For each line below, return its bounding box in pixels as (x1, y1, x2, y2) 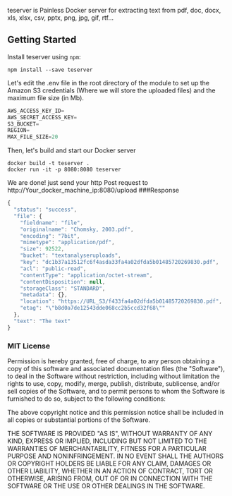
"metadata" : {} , (20, 291, 68, 298)
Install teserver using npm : (7, 52, 81, 61)
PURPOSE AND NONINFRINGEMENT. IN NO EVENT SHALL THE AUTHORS (7, 452, 224, 460)
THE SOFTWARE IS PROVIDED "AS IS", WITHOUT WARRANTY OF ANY (7, 429, 213, 437)
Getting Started (7, 34, 77, 46)
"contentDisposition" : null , (20, 278, 106, 285)
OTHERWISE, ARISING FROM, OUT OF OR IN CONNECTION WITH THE (7, 474, 213, 483)
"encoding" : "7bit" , (20, 232, 80, 239)
